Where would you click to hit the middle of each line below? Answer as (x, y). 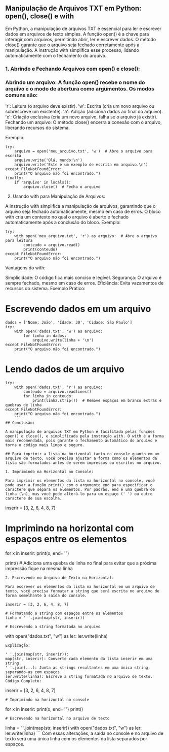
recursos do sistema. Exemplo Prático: (45, 289)
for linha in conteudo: (48, 396)
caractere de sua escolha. (34, 498)
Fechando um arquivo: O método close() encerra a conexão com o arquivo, (83, 122)
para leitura (19, 241)
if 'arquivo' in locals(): (43, 182)
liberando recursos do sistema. (37, 128)
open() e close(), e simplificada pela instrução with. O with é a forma (85, 436)
